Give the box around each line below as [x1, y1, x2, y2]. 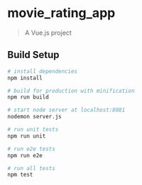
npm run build [7, 94, 50, 101]
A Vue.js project [24, 28, 72, 37]
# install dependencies [7, 67, 78, 75]
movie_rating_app [7, 5, 116, 21]
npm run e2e [7, 152, 43, 159]
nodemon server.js [7, 113, 62, 120]
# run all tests [7, 164, 55, 172]
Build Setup [7, 49, 60, 61]
